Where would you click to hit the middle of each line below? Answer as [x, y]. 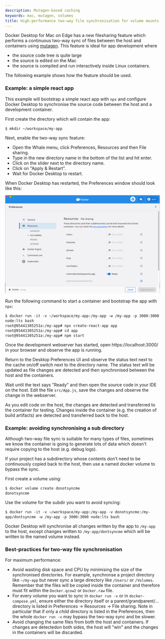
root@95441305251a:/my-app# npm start [45, 336]
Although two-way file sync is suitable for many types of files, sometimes [79, 438]
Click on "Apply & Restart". [39, 168]
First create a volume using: [33, 478]
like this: [14, 188]
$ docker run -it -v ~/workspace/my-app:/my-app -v [59, 512]
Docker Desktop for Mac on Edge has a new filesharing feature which [75, 35]
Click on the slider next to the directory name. [58, 163]
